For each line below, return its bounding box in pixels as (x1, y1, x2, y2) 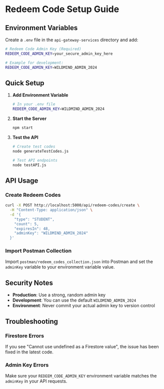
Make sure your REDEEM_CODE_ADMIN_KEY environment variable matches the (5, 373, 157, 379)
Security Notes (5, 279, 53, 287)
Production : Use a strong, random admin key (12, 292, 106, 298)
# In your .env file (12, 102, 55, 107)
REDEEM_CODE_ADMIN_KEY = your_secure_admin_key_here (5, 51, 113, 56)
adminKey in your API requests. (5, 378, 67, 384)
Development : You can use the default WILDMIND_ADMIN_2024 (12, 297, 136, 303)
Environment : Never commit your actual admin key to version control (12, 303, 155, 309)
